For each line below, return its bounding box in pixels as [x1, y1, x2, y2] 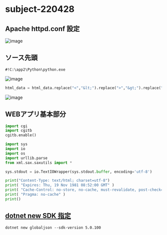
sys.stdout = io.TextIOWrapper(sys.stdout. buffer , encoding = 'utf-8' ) [5, 169, 153, 174]
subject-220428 [5, 3, 75, 15]
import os [5, 151, 26, 156]
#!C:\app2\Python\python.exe [5, 67, 66, 72]
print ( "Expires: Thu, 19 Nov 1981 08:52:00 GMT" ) [5, 183, 114, 188]
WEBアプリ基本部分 [5, 110, 66, 119]
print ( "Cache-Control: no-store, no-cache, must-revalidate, [5, 187, 137, 192]
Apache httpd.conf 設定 [5, 24, 80, 33]
